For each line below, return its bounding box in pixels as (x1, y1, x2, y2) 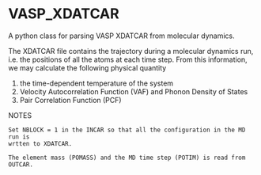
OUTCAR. (8, 160, 34, 169)
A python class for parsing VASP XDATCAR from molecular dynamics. (8, 31, 235, 40)
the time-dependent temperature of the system (19, 78, 174, 88)
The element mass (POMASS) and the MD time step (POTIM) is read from (8, 154, 246, 162)
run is (8, 132, 30, 141)
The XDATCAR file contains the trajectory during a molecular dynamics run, (8, 46, 254, 55)
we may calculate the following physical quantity (8, 63, 167, 72)
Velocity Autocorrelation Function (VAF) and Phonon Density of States (19, 86, 248, 96)
